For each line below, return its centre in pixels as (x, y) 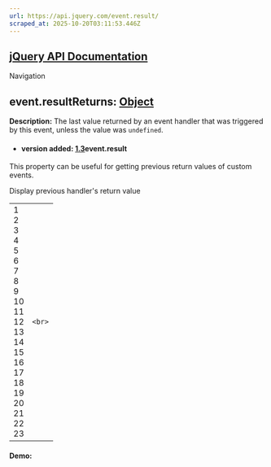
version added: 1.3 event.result (74, 148)
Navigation (27, 76)
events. (22, 175)
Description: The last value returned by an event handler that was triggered (136, 121)
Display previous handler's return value (75, 191)
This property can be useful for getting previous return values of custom (131, 167)
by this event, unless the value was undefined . (86, 130)
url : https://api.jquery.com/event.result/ (84, 16)
